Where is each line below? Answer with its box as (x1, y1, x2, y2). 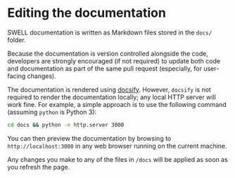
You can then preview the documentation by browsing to (7, 134, 172, 142)
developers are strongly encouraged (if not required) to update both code (7, 56, 220, 65)
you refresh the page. (7, 163, 70, 171)
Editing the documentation (7, 5, 167, 21)
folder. (7, 35, 26, 44)
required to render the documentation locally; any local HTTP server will (7, 93, 216, 101)
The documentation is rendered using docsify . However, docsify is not (7, 85, 211, 94)
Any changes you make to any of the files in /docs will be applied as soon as (7, 155, 229, 163)
